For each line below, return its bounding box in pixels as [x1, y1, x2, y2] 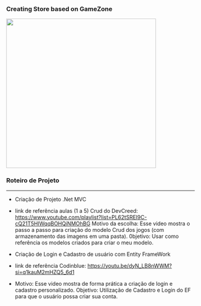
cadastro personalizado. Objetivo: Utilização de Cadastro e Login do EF [14, 286, 191, 293]
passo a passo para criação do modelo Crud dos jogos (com [14, 226, 165, 233]
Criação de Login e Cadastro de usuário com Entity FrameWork [14, 250, 171, 258]
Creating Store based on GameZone [6, 5, 112, 13]
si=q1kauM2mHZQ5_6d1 [14, 268, 75, 276]
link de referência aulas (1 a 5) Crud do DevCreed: [14, 207, 138, 214]
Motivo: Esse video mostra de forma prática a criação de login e [14, 280, 173, 287]
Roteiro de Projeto [6, 176, 60, 185]
